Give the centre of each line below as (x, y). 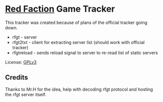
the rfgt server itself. (26, 94)
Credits (17, 77)
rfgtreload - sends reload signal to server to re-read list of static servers (85, 53)
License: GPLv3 (21, 62)
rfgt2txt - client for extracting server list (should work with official (78, 42)
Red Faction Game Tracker (60, 9)
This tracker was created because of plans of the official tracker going (76, 22)
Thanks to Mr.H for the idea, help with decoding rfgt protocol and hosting (79, 89)
